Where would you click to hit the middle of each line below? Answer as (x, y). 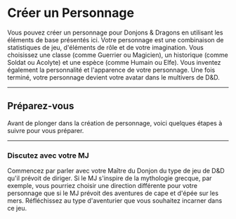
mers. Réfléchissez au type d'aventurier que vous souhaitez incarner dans (115, 201)
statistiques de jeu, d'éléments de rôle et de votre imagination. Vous (105, 47)
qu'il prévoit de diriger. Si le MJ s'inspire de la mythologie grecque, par (110, 178)
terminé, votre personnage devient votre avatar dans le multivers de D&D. (113, 77)
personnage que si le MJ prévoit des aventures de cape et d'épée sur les (113, 193)
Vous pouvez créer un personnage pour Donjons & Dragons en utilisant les (115, 32)
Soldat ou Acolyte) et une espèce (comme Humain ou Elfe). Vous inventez (114, 62)
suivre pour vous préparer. (46, 130)
